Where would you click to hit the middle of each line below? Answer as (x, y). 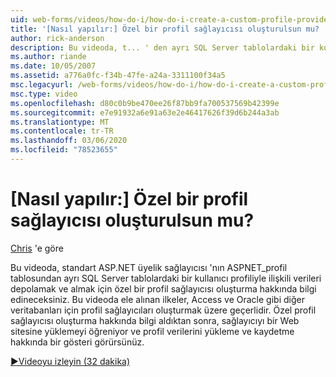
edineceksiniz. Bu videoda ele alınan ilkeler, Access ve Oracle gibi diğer (157, 299)
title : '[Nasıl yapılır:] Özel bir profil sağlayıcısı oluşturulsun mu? (165, 29)
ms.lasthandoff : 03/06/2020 (69, 141)
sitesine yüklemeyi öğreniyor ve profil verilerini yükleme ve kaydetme (152, 331)
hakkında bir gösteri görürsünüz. (77, 342)
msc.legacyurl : (42, 85)
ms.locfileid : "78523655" (64, 150)
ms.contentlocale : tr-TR (62, 131)
